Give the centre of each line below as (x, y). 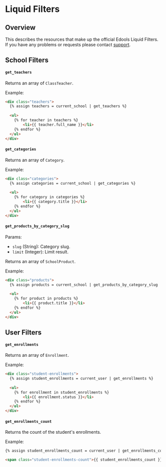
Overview (21, 28)
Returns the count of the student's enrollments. (53, 432)
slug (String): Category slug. (41, 246)
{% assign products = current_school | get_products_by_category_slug (84, 285)
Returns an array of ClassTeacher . (39, 83)
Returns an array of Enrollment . (37, 355)
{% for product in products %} (46, 299)
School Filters (27, 60)
